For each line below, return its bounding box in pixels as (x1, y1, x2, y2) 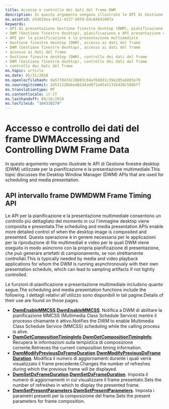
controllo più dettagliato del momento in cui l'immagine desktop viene (5, 218, 149, 224)
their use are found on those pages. (5, 297, 79, 303)
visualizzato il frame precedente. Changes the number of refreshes (12, 361, 150, 367)
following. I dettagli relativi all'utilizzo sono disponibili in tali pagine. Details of (5, 292, 164, 298)
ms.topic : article (5, 69, 44, 74)
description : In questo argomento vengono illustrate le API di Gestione (5, 12, 163, 17)
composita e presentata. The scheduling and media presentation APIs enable (5, 223, 163, 229)
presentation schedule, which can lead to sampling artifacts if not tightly (5, 266, 155, 272)
